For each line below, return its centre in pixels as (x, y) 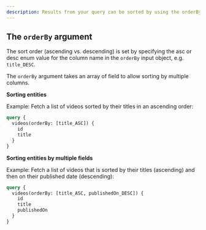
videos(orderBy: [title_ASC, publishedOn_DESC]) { (78, 193)
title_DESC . (21, 64)
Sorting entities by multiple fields (50, 158)
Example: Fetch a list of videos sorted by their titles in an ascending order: (100, 106)
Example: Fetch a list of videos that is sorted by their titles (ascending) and (101, 169)
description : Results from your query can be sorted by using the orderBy (104, 12)
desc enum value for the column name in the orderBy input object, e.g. (95, 58)
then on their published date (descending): (60, 176)
